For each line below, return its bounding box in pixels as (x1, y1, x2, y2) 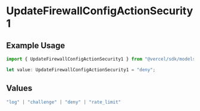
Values (6, 83, 33, 93)
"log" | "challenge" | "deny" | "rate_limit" (6, 99, 121, 105)
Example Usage (6, 40, 65, 50)
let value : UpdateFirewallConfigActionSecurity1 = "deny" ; (6, 66, 156, 72)
